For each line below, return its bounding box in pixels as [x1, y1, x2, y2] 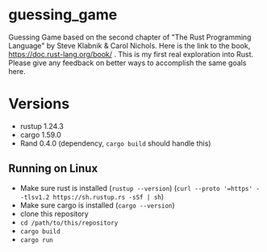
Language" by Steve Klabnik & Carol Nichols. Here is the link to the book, [8, 40, 251, 50]
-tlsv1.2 [19, 193, 50, 201]
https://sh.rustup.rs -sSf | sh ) [52, 192, 165, 201]
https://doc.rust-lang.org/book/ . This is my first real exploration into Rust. [8, 49, 254, 59]
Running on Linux [8, 162, 98, 176]
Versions [8, 95, 70, 114]
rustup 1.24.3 [19, 121, 65, 130]
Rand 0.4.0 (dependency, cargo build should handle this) [19, 138, 211, 148]
